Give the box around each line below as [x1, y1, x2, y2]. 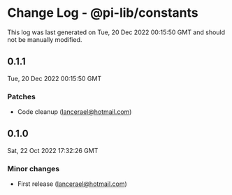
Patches [7, 92, 36, 101]
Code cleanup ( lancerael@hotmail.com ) [17, 108, 132, 116]
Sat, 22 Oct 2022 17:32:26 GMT [7, 146, 99, 154]
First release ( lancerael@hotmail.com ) [17, 180, 127, 188]
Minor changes [7, 164, 60, 173]
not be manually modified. [7, 35, 82, 43]
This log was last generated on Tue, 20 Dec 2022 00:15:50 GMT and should [7, 28, 226, 36]
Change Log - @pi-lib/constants [7, 5, 198, 21]
